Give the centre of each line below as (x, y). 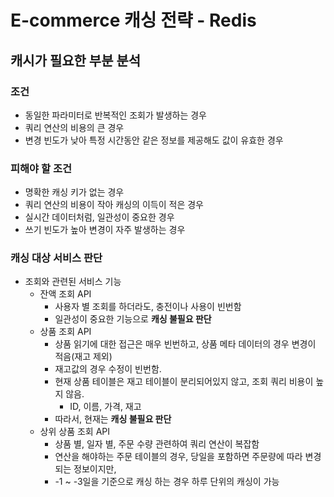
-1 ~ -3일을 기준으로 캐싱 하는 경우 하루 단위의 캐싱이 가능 (167, 482)
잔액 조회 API (65, 294)
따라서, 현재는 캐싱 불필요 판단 (113, 419)
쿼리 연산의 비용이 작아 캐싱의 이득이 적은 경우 (114, 205)
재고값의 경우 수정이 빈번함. (108, 369)
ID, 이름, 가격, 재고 (105, 407)
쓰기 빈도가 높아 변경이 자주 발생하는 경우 (105, 230)
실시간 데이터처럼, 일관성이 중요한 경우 (99, 217)
